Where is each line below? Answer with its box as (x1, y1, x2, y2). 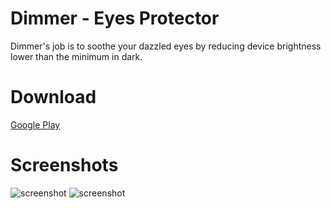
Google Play (10, 118, 61, 131)
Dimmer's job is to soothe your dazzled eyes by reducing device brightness (10, 40, 322, 52)
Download (10, 86, 97, 109)
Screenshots (10, 154, 119, 177)
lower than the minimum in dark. (10, 50, 143, 62)
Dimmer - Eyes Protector (10, 7, 220, 30)
